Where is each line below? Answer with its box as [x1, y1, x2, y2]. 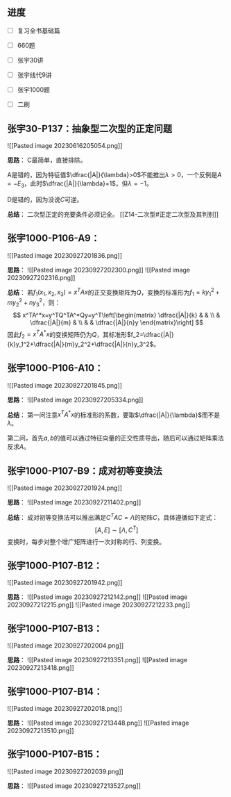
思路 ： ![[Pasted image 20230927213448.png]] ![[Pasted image [7, 718, 189, 727]
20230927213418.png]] [7, 664, 74, 672]
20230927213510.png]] [7, 727, 74, 734]
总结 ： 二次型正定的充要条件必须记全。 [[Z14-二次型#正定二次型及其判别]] [7, 210, 219, 218]
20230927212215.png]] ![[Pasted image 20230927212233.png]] [7, 600, 191, 609]
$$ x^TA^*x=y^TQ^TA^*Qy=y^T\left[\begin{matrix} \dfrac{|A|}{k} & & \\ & [12, 311, 221, 319]
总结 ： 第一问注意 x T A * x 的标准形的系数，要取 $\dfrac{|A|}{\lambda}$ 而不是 [7, 409, 221, 419]
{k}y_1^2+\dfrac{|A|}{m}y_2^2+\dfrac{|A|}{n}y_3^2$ [7, 340, 154, 348]
